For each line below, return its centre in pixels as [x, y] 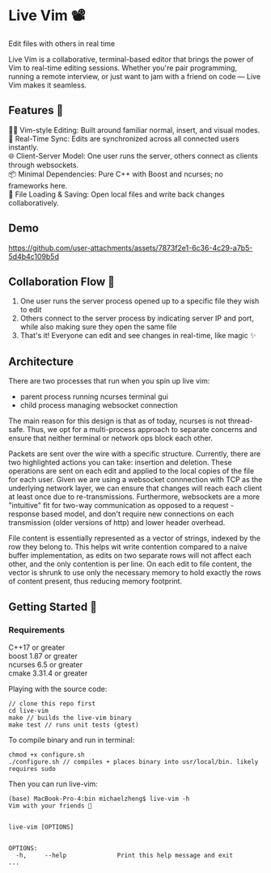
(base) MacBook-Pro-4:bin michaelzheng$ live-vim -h [99, 799]
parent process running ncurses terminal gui [94, 396]
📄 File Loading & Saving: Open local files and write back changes [116, 194]
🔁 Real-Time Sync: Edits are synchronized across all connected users [124, 138]
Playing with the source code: [58, 689]
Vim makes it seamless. [48, 85]
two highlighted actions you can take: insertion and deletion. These [120, 463]
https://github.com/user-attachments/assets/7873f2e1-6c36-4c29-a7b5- [131, 248]
